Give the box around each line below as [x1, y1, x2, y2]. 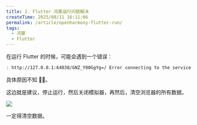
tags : [6, 25, 19, 31]
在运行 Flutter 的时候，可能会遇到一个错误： [6, 53, 113, 60]
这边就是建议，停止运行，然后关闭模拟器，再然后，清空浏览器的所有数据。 [6, 88, 187, 96]
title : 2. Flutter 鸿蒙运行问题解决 [6, 8, 89, 15]
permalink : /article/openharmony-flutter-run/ [6, 19, 123, 25]
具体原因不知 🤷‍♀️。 [6, 76, 51, 83]
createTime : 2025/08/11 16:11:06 [6, 14, 88, 20]
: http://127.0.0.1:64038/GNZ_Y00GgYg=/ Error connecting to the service [6, 65, 192, 71]
